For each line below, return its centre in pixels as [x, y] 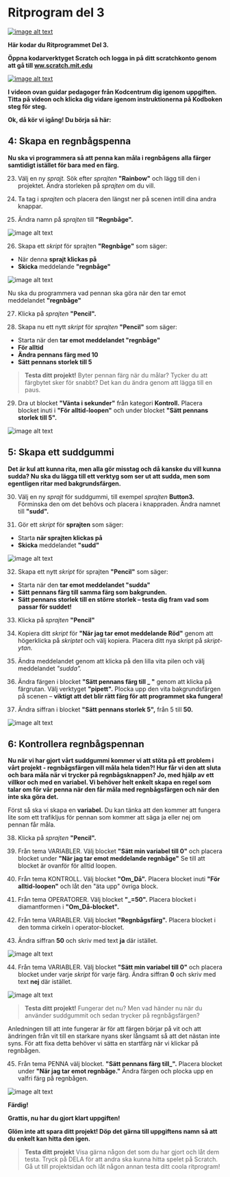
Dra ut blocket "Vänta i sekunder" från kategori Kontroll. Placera [110, 403]
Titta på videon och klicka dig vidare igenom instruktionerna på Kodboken [115, 99]
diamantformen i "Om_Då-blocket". [68, 907]
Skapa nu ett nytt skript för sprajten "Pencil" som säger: [97, 327]
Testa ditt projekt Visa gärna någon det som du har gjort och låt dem [122, 1152]
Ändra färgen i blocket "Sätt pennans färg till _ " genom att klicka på [115, 681]
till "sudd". [33, 511]
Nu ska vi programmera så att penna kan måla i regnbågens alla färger [110, 157]
